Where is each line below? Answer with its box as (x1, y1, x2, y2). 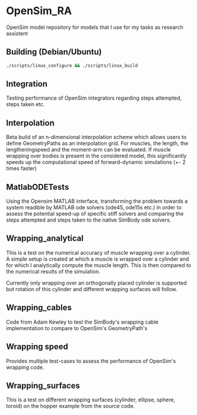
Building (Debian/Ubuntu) (6, 47, 102, 57)
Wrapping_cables (6, 302, 72, 313)
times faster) (6, 165, 37, 172)
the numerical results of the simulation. (6, 268, 101, 275)
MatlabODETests (6, 182, 69, 192)
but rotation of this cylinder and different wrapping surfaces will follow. (6, 285, 178, 292)
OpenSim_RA (6, 4, 72, 18)
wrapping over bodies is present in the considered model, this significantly (6, 152, 187, 160)
